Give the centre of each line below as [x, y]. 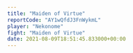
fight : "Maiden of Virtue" [46, 33]
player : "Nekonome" [36, 26]
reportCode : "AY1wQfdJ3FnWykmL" [54, 20]
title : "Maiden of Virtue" [46, 13]
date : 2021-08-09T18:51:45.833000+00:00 [67, 39]
